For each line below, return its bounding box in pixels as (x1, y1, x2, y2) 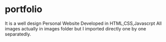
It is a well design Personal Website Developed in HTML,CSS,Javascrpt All (5, 20, 162, 26)
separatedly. (5, 31, 31, 37)
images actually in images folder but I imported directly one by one (5, 25, 146, 31)
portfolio (5, 4, 43, 15)
